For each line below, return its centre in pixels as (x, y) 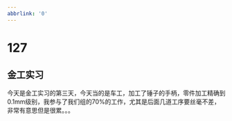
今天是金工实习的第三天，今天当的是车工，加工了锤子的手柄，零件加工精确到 (116, 93)
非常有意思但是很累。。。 (41, 110)
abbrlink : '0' (28, 13)
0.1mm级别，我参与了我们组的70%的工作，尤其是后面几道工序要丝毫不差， (114, 102)
